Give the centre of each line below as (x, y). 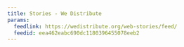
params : (19, 20)
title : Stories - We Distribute (54, 13)
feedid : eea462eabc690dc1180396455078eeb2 (77, 33)
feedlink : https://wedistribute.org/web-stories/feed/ (96, 26)
